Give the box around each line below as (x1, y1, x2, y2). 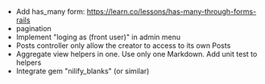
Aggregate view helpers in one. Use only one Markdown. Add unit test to (15, 50, 258, 58)
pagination (15, 24, 52, 33)
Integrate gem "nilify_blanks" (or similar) (15, 66, 150, 75)
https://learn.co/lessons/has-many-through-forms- (86, 7, 257, 16)
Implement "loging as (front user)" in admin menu (15, 32, 181, 42)
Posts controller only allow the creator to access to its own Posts (15, 41, 231, 50)
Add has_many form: (15, 7, 85, 16)
